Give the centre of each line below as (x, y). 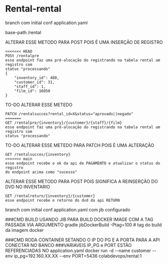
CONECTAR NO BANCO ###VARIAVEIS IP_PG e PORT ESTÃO (68, 245)
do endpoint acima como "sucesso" (41, 172)
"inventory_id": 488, (37, 78)
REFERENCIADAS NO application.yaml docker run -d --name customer (78, 250)
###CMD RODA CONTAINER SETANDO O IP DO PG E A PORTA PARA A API (82, 240)
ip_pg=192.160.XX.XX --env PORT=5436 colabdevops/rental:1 (78, 256)
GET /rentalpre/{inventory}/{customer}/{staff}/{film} (64, 123)
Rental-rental (33, 9)
